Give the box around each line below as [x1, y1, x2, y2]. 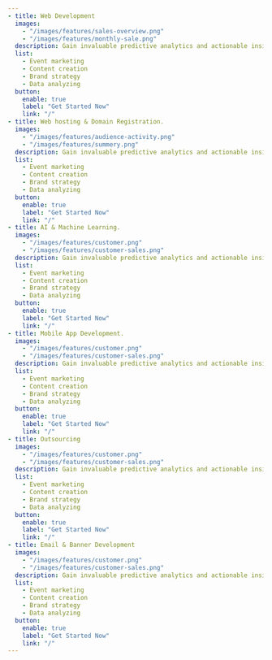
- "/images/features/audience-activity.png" [22, 132, 175, 141]
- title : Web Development [7, 11, 95, 20]
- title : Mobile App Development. [7, 329, 125, 337]
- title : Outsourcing [7, 435, 81, 443]
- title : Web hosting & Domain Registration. [7, 118, 164, 126]
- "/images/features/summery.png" [22, 140, 139, 149]
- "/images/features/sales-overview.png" [22, 27, 164, 35]
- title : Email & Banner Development [7, 541, 136, 549]
